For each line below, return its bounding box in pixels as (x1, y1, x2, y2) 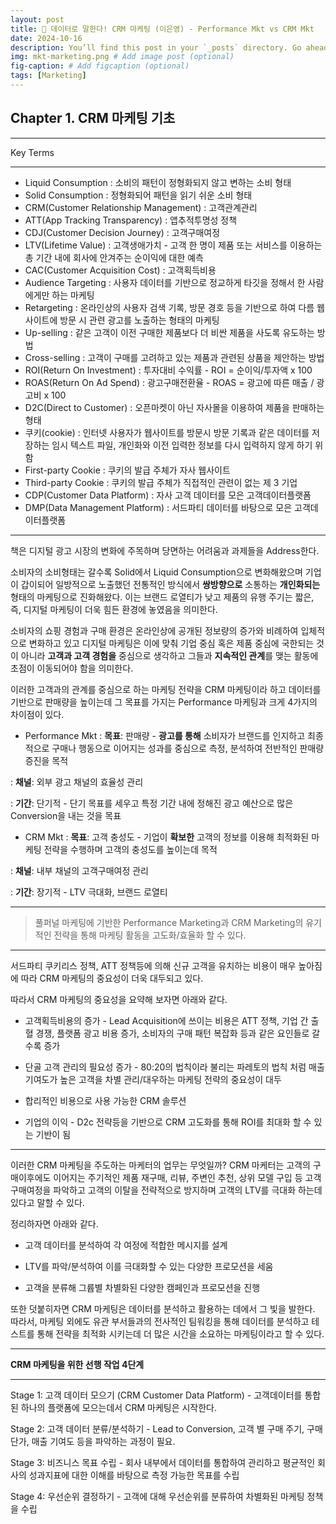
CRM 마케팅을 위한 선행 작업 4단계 (10, 1358, 145, 1370)
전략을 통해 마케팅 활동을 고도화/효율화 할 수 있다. (53, 929, 247, 941)
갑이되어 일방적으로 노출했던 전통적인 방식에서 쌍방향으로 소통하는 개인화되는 (20, 578, 321, 590)
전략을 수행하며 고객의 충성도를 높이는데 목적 (43, 843, 218, 855)
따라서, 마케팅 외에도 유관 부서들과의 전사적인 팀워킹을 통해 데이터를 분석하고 (10, 1315, 310, 1327)
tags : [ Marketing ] (10, 71, 87, 81)
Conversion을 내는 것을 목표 (10, 809, 122, 821)
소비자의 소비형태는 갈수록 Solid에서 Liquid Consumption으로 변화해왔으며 (10, 566, 303, 578)
